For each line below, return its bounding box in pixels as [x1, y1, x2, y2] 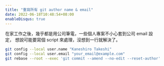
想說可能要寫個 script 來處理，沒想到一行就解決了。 [14, 37, 120, 43]
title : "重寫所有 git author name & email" [5, 7, 93, 12]
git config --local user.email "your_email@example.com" [5, 52, 125, 57]
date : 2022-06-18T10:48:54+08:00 [5, 12, 74, 17]
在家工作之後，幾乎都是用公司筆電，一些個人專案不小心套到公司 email [5, 31, 148, 37]
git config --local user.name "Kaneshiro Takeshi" [5, 47, 112, 52]
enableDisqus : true [5, 16, 46, 21]
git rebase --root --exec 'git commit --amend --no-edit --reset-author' [5, 56, 161, 61]
